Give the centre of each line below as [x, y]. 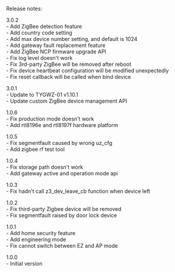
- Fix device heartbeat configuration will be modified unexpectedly [87, 70]
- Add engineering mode [36, 239]
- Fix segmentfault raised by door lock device [62, 215]
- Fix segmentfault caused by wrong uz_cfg [59, 143]
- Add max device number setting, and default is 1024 [72, 39]
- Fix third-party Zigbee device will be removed [64, 209]
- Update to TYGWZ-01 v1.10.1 [42, 95]
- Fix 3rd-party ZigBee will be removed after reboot [69, 64]
